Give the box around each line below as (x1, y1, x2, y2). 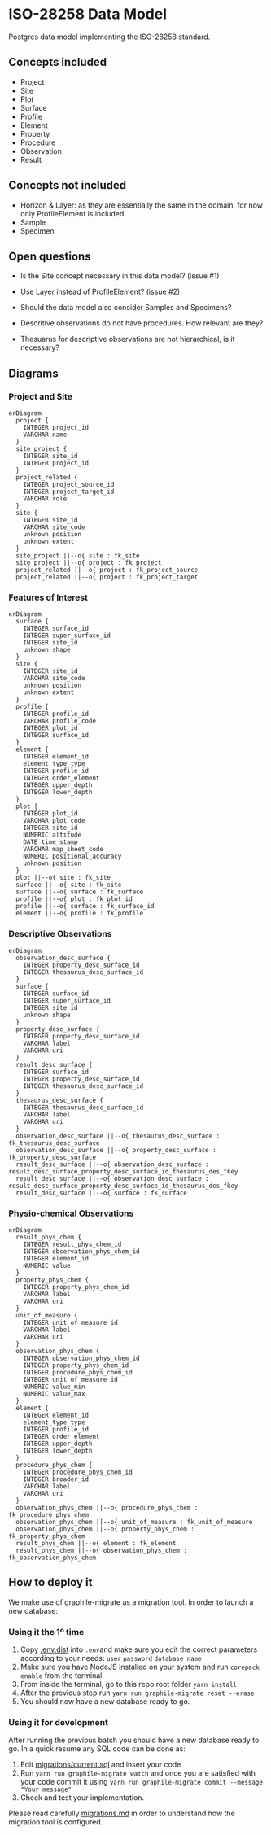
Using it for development (8, 1716, 108, 1728)
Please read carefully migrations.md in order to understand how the (8, 1808, 236, 1819)
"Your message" (20, 1785, 72, 1794)
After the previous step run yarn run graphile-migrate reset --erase (20, 1688, 255, 1697)
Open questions (8, 249, 91, 263)
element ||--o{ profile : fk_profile (15, 909, 144, 918)
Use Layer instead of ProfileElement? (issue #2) (20, 286, 181, 297)
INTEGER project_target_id (23, 487, 115, 496)
